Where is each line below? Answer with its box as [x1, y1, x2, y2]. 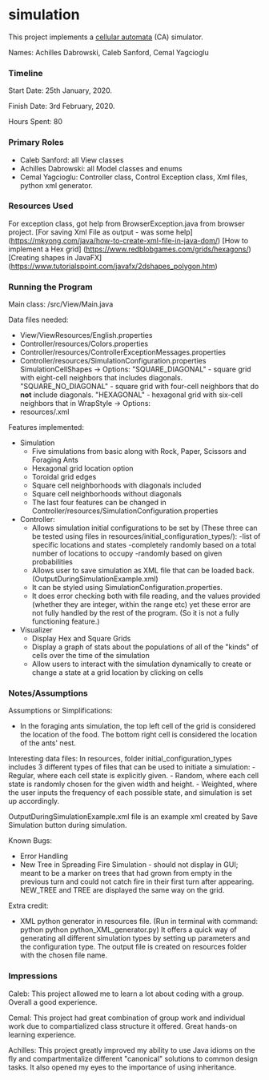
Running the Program [8, 281, 94, 292]
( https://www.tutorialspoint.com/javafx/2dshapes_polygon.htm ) [8, 261, 218, 271]
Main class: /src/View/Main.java [8, 299, 114, 309]
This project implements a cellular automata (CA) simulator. [8, 32, 203, 42]
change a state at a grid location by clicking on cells [31, 668, 204, 677]
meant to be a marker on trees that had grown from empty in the [19, 869, 232, 878]
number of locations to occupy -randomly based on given [31, 548, 223, 558]
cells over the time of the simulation [31, 651, 150, 660]
